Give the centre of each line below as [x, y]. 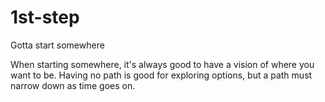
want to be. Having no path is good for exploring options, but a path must [161, 75]
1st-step [45, 17]
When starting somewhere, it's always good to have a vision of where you [162, 64]
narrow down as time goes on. [73, 85]
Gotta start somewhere [57, 45]
